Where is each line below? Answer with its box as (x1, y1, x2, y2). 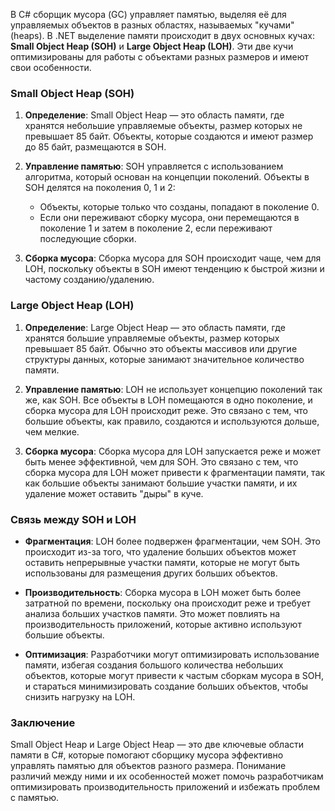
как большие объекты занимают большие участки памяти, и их (24, 477, 298, 489)
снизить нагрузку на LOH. (24, 690, 136, 703)
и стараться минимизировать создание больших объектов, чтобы (24, 680, 309, 692)
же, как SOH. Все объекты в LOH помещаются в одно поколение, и (24, 394, 313, 406)
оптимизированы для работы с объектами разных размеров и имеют (10, 51, 310, 63)
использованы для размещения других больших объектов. (24, 567, 278, 579)
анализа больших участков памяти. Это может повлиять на (24, 607, 281, 619)
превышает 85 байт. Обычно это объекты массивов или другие (24, 342, 298, 354)
